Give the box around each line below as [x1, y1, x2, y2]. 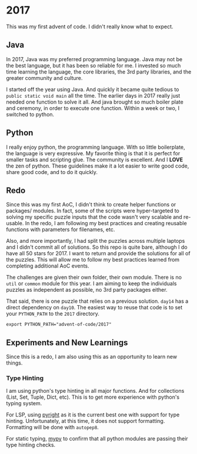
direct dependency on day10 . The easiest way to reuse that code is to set [6, 304, 183, 311]
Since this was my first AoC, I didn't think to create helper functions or [6, 201, 176, 208]
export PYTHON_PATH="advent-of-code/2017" [6, 322, 112, 328]
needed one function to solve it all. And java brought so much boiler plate [6, 98, 183, 105]
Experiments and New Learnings [6, 338, 128, 348]
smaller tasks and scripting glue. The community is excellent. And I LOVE [6, 156, 183, 163]
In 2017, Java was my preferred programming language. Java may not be [6, 55, 183, 62]
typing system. [6, 400, 42, 407]
